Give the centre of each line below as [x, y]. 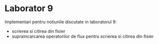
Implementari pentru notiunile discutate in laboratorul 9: [61, 22]
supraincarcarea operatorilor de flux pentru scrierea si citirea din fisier [83, 36]
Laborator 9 [29, 8]
